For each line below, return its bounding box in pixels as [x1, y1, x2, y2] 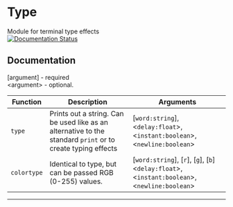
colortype [10, 168, 43, 176]
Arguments [158, 97, 197, 106]
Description [68, 97, 107, 106]
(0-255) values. [49, 176, 103, 186]
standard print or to [49, 135, 116, 144]
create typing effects [49, 143, 118, 153]
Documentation [7, 55, 76, 67]
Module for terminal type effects [7, 27, 99, 35]
